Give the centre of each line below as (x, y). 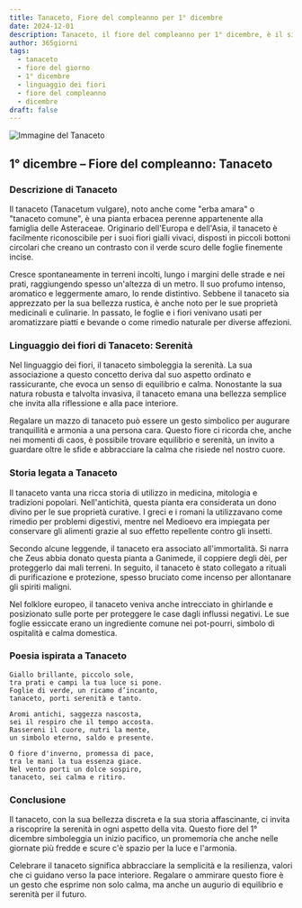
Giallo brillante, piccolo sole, (72, 675)
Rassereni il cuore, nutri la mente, (80, 730)
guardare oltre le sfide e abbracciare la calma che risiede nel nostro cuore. (147, 449)
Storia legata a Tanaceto (64, 473)
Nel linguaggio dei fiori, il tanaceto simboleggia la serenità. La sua (131, 365)
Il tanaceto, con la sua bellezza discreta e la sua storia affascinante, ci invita (150, 820)
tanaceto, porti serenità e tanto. (76, 698)
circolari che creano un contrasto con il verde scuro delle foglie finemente (146, 247)
